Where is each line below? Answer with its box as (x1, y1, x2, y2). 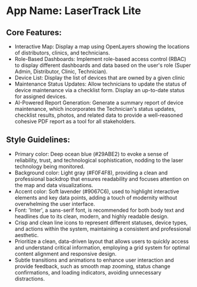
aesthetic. (14, 231, 39, 238)
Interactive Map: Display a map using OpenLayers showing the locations (14, 43, 190, 50)
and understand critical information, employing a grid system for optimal (14, 244, 190, 251)
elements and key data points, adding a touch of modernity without (14, 194, 178, 201)
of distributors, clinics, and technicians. (14, 49, 111, 56)
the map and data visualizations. (14, 181, 94, 188)
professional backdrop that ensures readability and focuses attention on (14, 175, 189, 183)
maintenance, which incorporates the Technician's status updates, (14, 106, 176, 112)
